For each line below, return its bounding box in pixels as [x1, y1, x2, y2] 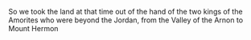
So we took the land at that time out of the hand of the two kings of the [8, 7, 243, 16]
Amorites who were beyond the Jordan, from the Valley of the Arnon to [8, 15, 244, 25]
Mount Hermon [8, 24, 59, 33]
